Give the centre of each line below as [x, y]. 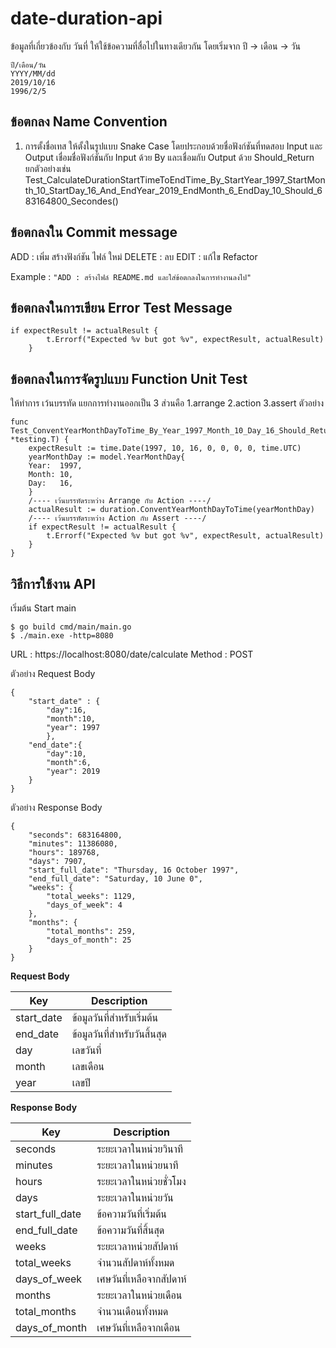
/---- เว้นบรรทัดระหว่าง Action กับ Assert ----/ [117, 518]
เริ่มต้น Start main [43, 608]
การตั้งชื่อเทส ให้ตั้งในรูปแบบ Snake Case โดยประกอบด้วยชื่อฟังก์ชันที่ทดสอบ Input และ [173, 146]
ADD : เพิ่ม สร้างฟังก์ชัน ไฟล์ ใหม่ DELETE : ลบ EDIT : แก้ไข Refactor [134, 256]
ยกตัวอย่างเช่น [48, 168]
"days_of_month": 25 [89, 940]
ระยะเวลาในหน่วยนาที [137, 1165]
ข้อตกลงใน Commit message [94, 232]
